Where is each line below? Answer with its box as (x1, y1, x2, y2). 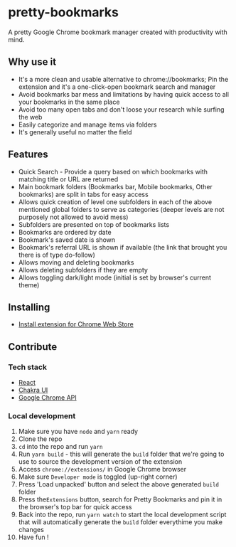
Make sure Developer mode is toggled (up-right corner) (18, 472, 178, 481)
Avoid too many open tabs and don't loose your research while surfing (18, 105, 225, 114)
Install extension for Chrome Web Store (18, 320, 134, 329)
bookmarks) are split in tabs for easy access (18, 190, 149, 198)
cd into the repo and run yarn (18, 442, 103, 451)
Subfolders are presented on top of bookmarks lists (18, 220, 170, 228)
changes (18, 526, 45, 534)
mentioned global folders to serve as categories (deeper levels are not (18, 205, 225, 213)
